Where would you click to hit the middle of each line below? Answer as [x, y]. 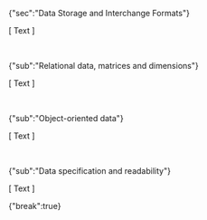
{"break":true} [35, 206]
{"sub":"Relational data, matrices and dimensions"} [104, 66]
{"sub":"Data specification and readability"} [89, 171]
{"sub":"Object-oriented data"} [66, 118]
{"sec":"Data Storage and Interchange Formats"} [99, 13]
